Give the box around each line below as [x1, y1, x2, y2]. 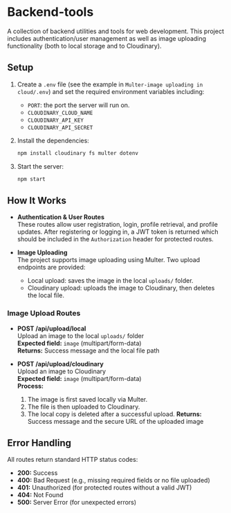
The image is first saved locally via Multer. [27, 395, 148, 403]
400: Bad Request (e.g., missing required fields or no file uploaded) [17, 476, 211, 485]
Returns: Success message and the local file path [17, 346, 160, 355]
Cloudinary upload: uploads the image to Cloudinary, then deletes [27, 284, 215, 292]
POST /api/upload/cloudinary [17, 360, 104, 368]
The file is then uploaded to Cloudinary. [27, 402, 140, 411]
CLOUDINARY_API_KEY [27, 117, 84, 124]
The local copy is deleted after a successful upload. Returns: [27, 409, 202, 418]
